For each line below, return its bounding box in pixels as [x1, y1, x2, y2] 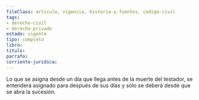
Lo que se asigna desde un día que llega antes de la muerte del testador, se [6, 75, 193, 83]
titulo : [6, 48, 26, 54]
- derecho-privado [6, 25, 52, 32]
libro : [6, 43, 23, 49]
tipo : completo [6, 37, 44, 43]
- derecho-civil [6, 20, 47, 26]
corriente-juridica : [6, 59, 58, 65]
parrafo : [6, 53, 28, 59]
